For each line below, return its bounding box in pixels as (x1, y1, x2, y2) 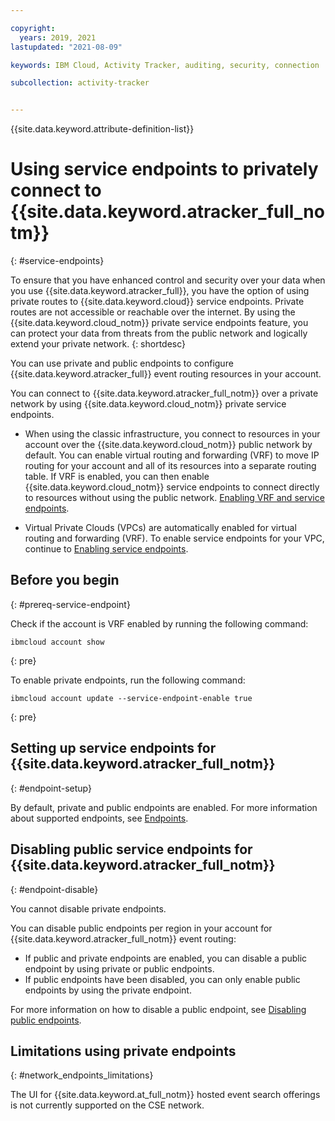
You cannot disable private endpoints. (10, 902, 167, 915)
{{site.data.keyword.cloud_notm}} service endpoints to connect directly (24, 481, 320, 493)
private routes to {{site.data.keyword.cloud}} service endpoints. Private (10, 296, 305, 308)
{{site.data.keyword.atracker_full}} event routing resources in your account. (10, 368, 322, 380)
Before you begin (10, 572, 120, 589)
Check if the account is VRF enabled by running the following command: (10, 617, 309, 630)
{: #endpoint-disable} (10, 883, 99, 895)
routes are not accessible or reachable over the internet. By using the (10, 306, 296, 318)
